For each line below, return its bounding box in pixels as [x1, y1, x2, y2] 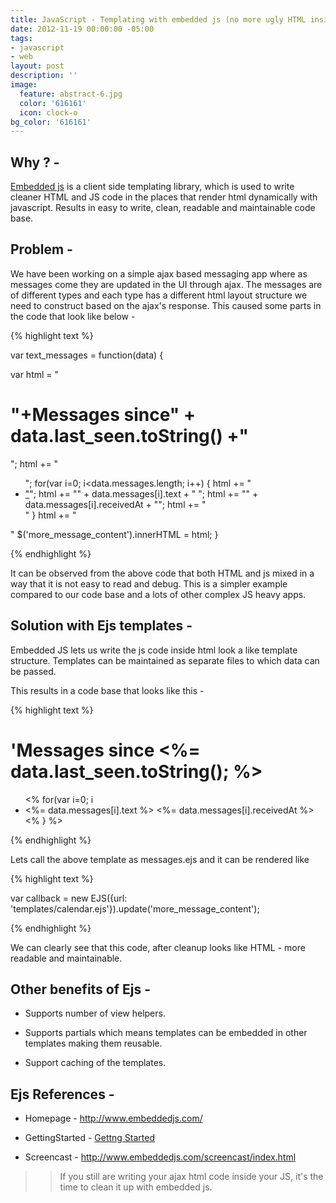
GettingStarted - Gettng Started [24, 1132, 156, 1144]
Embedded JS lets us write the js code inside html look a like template [10, 644, 298, 656]
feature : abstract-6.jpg [19, 89, 123, 99]
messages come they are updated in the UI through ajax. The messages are [10, 278, 323, 290]
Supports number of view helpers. [24, 1007, 166, 1020]
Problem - [10, 241, 73, 258]
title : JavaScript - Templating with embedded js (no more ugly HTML [10, 14, 307, 25]
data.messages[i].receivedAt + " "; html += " [24, 498, 207, 510]
